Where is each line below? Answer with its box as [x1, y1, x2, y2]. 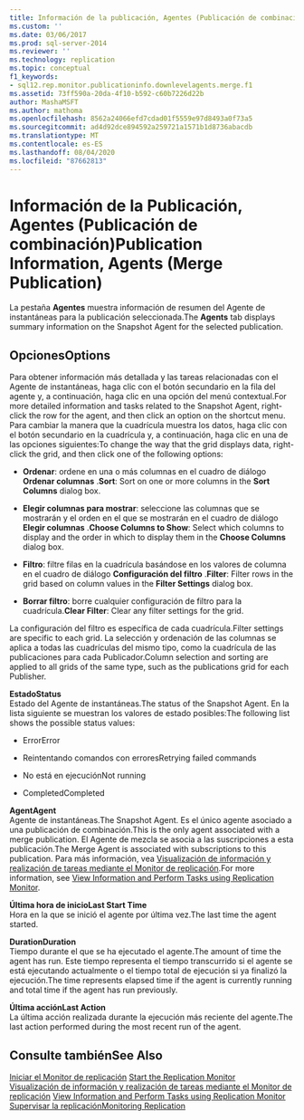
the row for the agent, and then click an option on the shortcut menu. [28, 410, 286, 421]
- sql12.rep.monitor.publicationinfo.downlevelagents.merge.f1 [9, 81, 253, 90]
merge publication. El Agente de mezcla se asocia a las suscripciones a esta [9, 834, 294, 845]
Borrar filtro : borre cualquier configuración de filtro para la [22, 596, 242, 607]
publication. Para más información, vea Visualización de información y [9, 853, 271, 865]
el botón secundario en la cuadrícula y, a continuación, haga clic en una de [9, 429, 289, 440]
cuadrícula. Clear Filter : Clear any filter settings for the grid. [22, 606, 244, 617]
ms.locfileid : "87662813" [9, 156, 107, 166]
